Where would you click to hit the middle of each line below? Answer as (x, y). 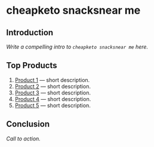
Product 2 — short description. (53, 86)
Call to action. (23, 139)
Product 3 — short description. (53, 93)
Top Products (32, 65)
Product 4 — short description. (53, 99)
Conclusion (28, 124)
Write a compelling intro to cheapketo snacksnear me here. (77, 47)
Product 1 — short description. (52, 80)
